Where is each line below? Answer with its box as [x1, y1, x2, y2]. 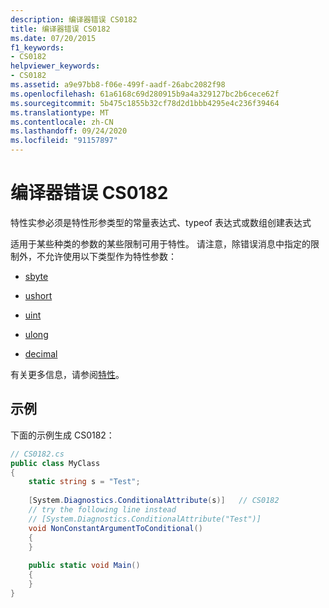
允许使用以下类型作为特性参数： [44, 250, 177, 262]
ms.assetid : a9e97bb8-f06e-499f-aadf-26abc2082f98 [10, 80, 226, 90]
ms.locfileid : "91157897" [10, 136, 118, 146]
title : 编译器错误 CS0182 [10, 24, 111, 34]
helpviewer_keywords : [10, 61, 101, 71]
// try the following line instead [28, 505, 177, 515]
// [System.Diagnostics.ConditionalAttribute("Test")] [28, 514, 262, 524]
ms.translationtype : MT [10, 107, 110, 118]
